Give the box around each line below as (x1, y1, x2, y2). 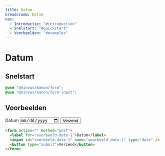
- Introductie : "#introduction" (9, 21, 77, 26)
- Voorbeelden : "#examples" (9, 30, 68, 35)
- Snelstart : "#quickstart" (9, 26, 68, 31)
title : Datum (5, 7, 32, 12)
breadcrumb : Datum (5, 12, 43, 17)
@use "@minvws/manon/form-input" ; (5, 89, 77, 95)
